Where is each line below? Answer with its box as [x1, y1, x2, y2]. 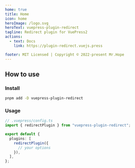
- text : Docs [9, 39, 36, 44]
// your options [17, 145, 51, 150]
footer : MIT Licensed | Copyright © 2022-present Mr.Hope [5, 52, 124, 57]
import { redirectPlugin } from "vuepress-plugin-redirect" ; [5, 123, 131, 128]
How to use [5, 70, 40, 78]
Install [5, 85, 20, 92]
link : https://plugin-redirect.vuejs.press [14, 43, 103, 48]
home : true [5, 7, 27, 12]
